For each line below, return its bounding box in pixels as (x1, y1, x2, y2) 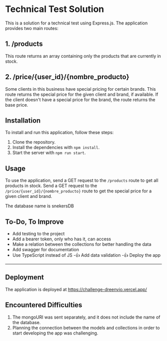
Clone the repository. (12, 139, 56, 145)
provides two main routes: (5, 25, 59, 31)
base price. (5, 102, 28, 108)
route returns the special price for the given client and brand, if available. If (5, 91, 159, 97)
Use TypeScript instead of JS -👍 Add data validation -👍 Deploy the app (12, 252, 161, 258)
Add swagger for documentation (12, 247, 80, 252)
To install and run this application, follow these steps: (5, 130, 114, 136)
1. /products (5, 40, 43, 48)
